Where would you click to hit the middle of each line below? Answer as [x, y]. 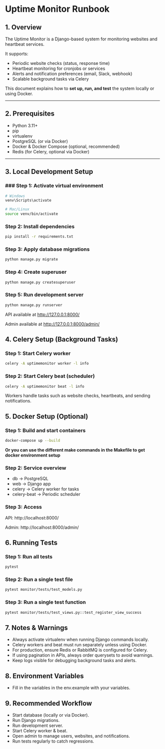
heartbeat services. [25, 44]
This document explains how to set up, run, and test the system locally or [80, 88]
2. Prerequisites [30, 114]
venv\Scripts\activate [28, 201]
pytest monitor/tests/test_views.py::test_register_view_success [73, 612]
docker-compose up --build [33, 441]
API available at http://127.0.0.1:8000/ [42, 314]
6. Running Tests [31, 542]
